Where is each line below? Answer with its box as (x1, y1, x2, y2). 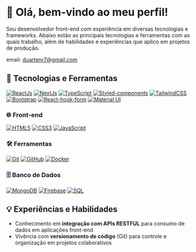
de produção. (6, 44, 40, 52)
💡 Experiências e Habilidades (6, 204, 118, 215)
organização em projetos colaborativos (14, 239, 112, 247)
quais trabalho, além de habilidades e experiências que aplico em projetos (6, 38, 191, 45)
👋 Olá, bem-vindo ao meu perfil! (6, 5, 168, 19)
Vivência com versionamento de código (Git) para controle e (14, 233, 167, 240)
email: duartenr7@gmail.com (6, 56, 78, 63)
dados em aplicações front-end (14, 226, 93, 233)
